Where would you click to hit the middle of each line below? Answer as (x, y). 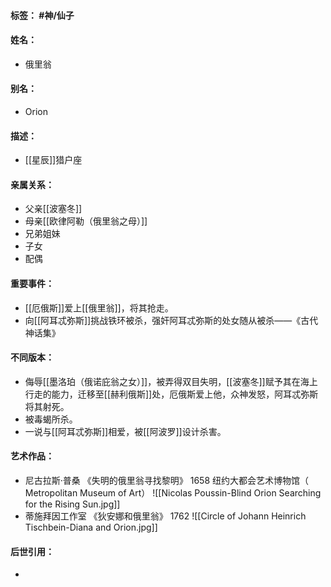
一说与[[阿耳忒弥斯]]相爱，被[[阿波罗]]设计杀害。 (125, 431)
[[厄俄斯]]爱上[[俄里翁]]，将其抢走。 (99, 307)
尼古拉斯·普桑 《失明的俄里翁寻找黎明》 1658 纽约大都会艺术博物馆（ (166, 481)
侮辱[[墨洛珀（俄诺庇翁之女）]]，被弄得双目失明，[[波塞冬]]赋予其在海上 (171, 381)
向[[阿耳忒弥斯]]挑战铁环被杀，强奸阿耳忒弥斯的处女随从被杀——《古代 (171, 320)
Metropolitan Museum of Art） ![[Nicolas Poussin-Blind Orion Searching (173, 493)
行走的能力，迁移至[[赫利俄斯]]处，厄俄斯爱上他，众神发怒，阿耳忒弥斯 (171, 394)
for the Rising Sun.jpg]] (72, 504)
